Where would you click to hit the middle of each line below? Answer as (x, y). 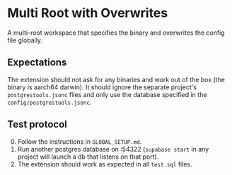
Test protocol (37, 124)
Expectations (37, 63)
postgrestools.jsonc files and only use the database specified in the (107, 94)
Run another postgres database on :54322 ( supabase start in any (113, 149)
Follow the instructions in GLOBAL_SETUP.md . (80, 141)
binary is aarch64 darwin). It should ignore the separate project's (102, 87)
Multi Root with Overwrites (88, 13)
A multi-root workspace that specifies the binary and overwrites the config (116, 33)
